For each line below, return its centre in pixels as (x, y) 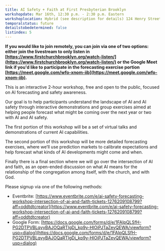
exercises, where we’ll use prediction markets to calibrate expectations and (81, 147)
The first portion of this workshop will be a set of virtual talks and (71, 127)
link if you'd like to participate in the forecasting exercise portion (72, 67)
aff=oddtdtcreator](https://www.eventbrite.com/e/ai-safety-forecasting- (85, 207)
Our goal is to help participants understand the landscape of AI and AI (76, 102)
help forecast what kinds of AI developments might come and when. (74, 152)
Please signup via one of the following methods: (54, 187)
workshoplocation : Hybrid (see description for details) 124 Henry (76, 19)
